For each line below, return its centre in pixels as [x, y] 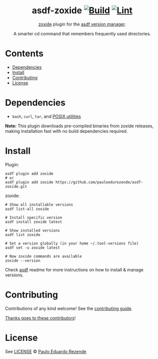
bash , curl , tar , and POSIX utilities [46, 116]
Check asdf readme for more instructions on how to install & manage [74, 269]
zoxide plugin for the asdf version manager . [82, 24]
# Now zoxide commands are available [44, 256]
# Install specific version [34, 217]
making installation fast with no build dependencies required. [67, 131]
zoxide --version [23, 261]
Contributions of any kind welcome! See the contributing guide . [69, 308]
